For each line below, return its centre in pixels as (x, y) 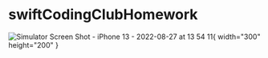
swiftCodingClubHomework (103, 15)
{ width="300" (236, 37)
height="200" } (33, 44)
